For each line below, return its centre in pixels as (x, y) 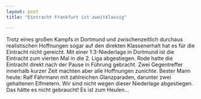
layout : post (22, 12)
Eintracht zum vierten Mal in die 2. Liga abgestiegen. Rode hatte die (90, 58)
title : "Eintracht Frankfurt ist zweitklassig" (67, 17)
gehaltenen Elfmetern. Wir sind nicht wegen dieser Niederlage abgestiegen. (100, 83)
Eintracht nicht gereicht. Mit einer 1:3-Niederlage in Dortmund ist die (90, 52)
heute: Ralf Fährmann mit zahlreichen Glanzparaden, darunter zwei (89, 77)
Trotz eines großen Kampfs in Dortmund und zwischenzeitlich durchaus (95, 39)
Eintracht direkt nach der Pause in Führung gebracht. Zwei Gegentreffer (95, 64)
